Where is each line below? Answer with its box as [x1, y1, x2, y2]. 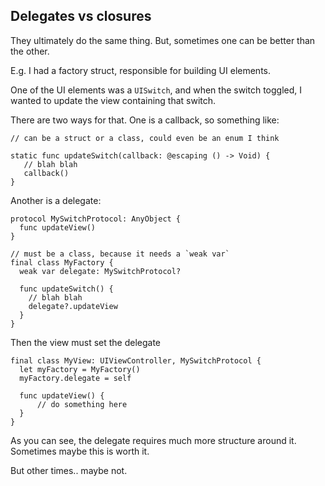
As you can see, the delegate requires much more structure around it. [10, 434, 297, 446]
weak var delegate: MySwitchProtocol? [19, 266, 182, 276]
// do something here [36, 399, 128, 409]
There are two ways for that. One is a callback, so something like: [10, 114, 280, 126]
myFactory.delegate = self [19, 373, 132, 383]
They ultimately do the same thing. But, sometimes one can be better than [10, 34, 316, 46]
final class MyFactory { [10, 257, 114, 268]
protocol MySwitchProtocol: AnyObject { [10, 214, 182, 224]
